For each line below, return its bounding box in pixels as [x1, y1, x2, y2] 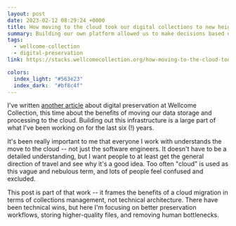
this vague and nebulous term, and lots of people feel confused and [7, 167, 204, 176]
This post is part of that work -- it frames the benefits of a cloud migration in [7, 188, 228, 197]
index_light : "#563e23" [13, 75, 83, 82]
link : [7, 56, 23, 63]
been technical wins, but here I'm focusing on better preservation [7, 203, 197, 212]
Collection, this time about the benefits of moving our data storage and [7, 108, 212, 117]
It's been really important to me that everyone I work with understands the [7, 137, 223, 146]
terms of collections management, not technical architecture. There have [7, 196, 218, 204]
